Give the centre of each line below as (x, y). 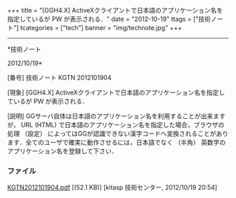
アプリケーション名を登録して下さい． (63, 151)
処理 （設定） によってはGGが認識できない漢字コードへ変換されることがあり (118, 134)
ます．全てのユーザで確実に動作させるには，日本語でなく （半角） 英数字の (117, 142)
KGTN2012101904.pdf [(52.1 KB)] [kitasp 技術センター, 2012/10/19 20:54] (112, 188)
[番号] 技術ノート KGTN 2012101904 (59, 78)
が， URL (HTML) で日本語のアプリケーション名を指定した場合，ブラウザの (116, 125)
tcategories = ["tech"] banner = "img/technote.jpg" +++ (101, 28)
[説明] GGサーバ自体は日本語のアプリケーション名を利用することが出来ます (117, 116)
